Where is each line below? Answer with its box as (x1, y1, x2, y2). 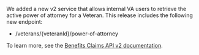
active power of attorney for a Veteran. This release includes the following (6, 12, 193, 19)
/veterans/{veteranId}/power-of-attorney (15, 30, 118, 37)
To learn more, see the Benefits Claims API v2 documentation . (6, 42, 163, 49)
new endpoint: (6, 18, 43, 25)
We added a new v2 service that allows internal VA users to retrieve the (6, 5, 187, 12)
